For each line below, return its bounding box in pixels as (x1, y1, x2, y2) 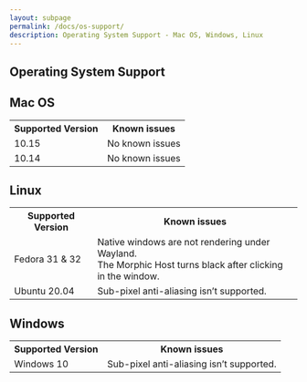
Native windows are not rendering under (97, 236, 270, 249)
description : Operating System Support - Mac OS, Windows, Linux (9, 30, 263, 39)
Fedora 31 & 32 (14, 253, 82, 265)
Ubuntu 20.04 (14, 284, 75, 297)
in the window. (97, 270, 160, 283)
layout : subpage (9, 13, 71, 23)
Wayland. (97, 247, 137, 260)
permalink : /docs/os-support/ (9, 22, 125, 31)
